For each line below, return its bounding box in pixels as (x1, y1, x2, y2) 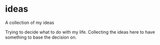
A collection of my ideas (5, 20, 54, 25)
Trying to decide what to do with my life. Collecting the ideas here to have (5, 29, 156, 35)
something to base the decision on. (5, 34, 77, 40)
